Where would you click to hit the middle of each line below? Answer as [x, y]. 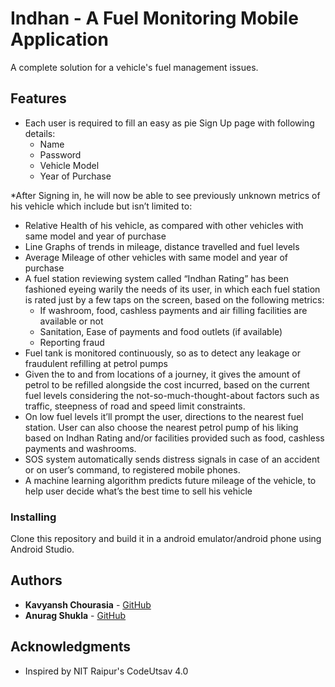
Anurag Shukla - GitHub [75, 615]
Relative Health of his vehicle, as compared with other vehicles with [164, 225]
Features [38, 98]
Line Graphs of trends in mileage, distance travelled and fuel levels [162, 246]
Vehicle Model [69, 165]
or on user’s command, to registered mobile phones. [132, 469]
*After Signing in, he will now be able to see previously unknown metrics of [165, 195]
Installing [33, 517]
